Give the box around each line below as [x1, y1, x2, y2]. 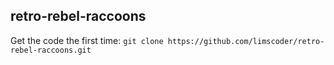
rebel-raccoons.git [10, 45, 92, 55]
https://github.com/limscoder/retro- [167, 36, 325, 46]
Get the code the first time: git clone [10, 34, 164, 46]
